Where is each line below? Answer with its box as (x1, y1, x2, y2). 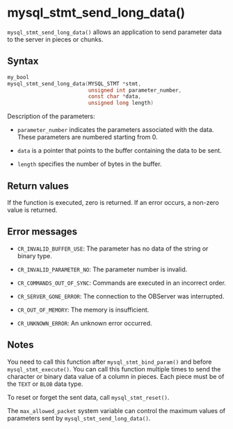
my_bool (7, 74, 30, 81)
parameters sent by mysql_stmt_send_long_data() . (7, 414, 151, 422)
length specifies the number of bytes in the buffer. (17, 160, 162, 168)
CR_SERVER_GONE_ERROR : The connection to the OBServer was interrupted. (17, 292, 225, 300)
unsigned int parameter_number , (88, 87, 182, 94)
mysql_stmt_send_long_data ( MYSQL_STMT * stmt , (7, 80, 141, 87)
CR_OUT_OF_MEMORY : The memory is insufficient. (17, 305, 150, 314)
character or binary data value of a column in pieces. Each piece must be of (7, 372, 225, 380)
